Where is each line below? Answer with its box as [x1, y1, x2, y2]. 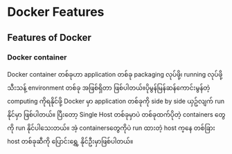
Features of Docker [7, 32, 92, 44]
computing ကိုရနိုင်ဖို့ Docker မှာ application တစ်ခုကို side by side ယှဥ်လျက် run [7, 97, 225, 105]
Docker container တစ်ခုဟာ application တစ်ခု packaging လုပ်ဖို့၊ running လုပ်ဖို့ [7, 70, 223, 78]
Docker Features [7, 4, 105, 20]
